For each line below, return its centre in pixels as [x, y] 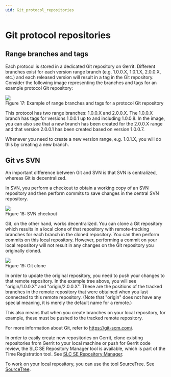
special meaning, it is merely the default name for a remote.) [69, 303]
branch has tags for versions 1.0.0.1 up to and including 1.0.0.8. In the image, [85, 118]
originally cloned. [23, 251]
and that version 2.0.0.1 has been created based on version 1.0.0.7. [75, 129]
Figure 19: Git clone [26, 266]
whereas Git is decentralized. [36, 178]
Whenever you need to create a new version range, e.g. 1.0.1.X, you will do [83, 139]
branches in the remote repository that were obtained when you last [77, 292]
